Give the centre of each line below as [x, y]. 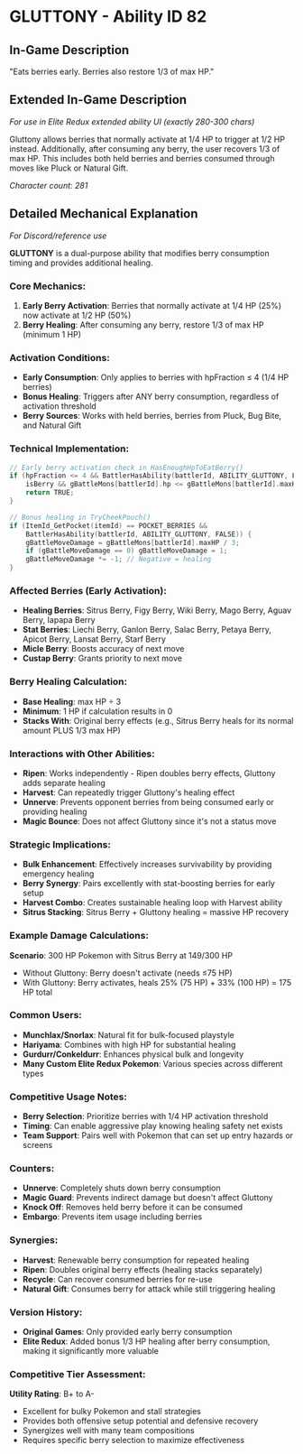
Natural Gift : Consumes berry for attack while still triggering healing [149, 1289]
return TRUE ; [50, 493]
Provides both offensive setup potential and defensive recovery [140, 1421]
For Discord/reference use [58, 236]
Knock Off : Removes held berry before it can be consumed [133, 1208]
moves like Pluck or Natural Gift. [69, 168]
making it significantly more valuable [91, 1350]
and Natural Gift [52, 425]
